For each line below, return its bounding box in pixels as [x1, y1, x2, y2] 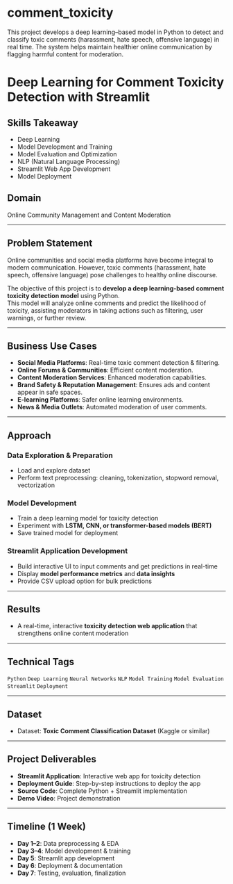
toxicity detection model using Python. [7, 291, 120, 300]
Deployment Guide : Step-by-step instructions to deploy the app [17, 779, 201, 787]
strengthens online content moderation [17, 629, 129, 637]
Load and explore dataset [17, 466, 91, 475]
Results [7, 603, 41, 616]
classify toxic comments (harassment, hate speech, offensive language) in [7, 35, 220, 43]
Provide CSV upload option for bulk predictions [17, 577, 153, 585]
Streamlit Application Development [7, 546, 128, 556]
